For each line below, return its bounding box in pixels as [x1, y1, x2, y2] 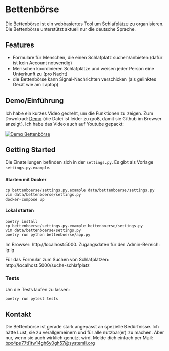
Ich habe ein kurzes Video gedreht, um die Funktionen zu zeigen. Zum [5, 110, 154, 116]
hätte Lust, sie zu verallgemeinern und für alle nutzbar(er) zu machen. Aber [5, 329, 164, 335]
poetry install [5, 218, 38, 224]
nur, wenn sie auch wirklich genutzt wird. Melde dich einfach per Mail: [5, 334, 153, 341]
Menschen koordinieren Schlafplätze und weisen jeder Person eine [12, 65, 155, 71]
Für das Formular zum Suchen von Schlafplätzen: [5, 256, 110, 262]
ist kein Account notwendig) [12, 60, 73, 66]
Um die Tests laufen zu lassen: [5, 287, 70, 293]
